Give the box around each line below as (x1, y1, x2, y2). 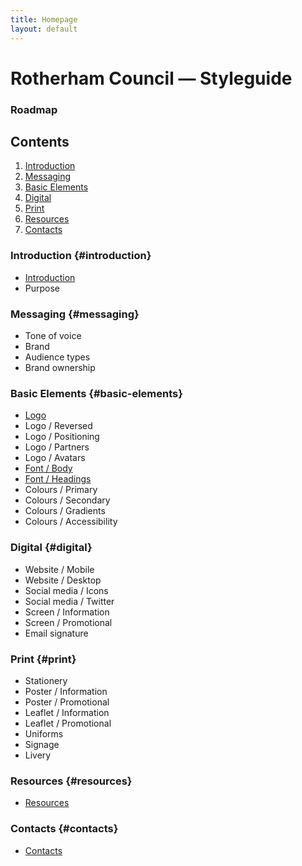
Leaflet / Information (24, 706, 110, 718)
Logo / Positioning (24, 431, 100, 443)
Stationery (24, 674, 68, 686)
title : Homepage (10, 14, 78, 25)
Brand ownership (24, 362, 96, 374)
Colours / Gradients (24, 505, 106, 517)
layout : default (10, 24, 78, 34)
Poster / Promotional (24, 696, 110, 708)
